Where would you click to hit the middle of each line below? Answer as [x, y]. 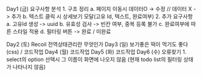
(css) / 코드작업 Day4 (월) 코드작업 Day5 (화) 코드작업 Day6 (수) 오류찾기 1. [96, 52]
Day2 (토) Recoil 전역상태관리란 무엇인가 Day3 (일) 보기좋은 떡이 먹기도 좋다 [97, 44]
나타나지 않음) [29, 67]
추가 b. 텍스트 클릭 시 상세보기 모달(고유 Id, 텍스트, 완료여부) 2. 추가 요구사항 [102, 16]
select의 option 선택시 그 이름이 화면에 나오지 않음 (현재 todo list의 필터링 [94, 59]
